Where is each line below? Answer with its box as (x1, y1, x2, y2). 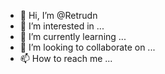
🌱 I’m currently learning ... (19, 31, 127, 42)
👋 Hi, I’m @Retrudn (19, 10, 98, 21)
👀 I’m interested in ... (19, 20, 105, 32)
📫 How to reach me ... (19, 53, 113, 64)
